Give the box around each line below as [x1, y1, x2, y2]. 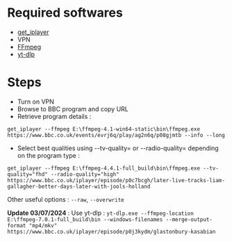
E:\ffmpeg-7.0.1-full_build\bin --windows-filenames [7, 216, 163, 223]
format [7, 222, 26, 229]
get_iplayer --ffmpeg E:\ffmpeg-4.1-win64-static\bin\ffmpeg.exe [7, 125, 200, 133]
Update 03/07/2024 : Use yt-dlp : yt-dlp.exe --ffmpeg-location [7, 209, 194, 217]
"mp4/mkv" [28, 222, 58, 229]
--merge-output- [165, 216, 213, 223]
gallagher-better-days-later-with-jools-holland [7, 183, 151, 190]
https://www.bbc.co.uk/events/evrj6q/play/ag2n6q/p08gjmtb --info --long [7, 131, 226, 138]
